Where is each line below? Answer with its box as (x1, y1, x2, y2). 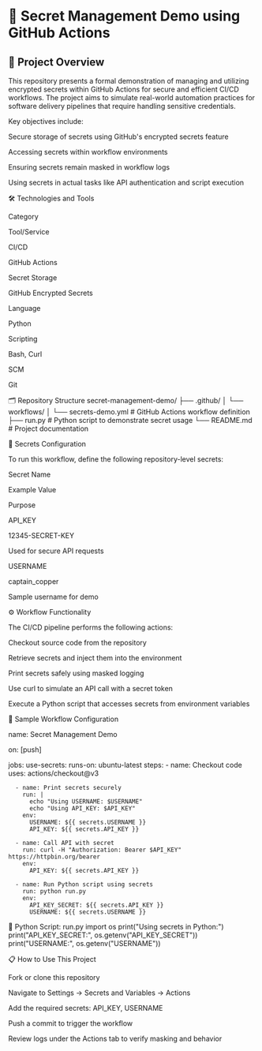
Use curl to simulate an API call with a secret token (8, 684, 174, 693)
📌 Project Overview (8, 55, 105, 69)
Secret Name (8, 469, 51, 479)
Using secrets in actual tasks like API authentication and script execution (8, 178, 245, 187)
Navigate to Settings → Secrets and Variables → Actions (8, 988, 191, 997)
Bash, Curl (8, 350, 43, 358)
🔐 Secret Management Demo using (8, 7, 241, 25)
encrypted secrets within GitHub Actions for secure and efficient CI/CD (8, 84, 239, 94)
